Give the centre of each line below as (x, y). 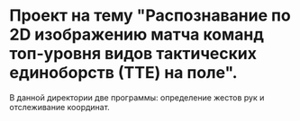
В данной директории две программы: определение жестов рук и (137, 97)
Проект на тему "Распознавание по (150, 16)
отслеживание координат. (59, 107)
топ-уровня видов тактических (133, 54)
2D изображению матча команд (136, 35)
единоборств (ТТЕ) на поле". (123, 73)
